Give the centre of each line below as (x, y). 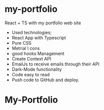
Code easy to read (31, 74)
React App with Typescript (39, 38)
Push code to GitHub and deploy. (46, 80)
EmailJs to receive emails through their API (55, 64)
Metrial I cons (26, 48)
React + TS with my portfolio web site (43, 23)
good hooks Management (38, 54)
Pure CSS (22, 43)
